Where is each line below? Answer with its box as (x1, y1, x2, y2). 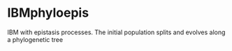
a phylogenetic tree (7, 35, 64, 43)
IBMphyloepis (7, 5, 89, 21)
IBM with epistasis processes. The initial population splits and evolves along (7, 28, 226, 36)
